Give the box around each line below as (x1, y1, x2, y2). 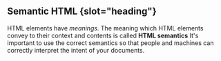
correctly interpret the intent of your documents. (7, 46, 145, 54)
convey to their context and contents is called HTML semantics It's (7, 31, 199, 40)
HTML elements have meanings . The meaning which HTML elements (7, 24, 204, 32)
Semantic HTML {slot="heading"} (7, 6, 157, 17)
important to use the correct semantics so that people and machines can (7, 38, 214, 47)
